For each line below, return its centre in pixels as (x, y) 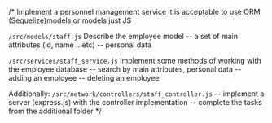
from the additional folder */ (55, 111)
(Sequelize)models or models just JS (70, 20)
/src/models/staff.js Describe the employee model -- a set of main (123, 36)
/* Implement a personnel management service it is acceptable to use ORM (134, 12)
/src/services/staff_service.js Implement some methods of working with (135, 61)
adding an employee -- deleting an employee (84, 78)
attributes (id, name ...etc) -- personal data (80, 45)
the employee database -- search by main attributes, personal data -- (125, 69)
